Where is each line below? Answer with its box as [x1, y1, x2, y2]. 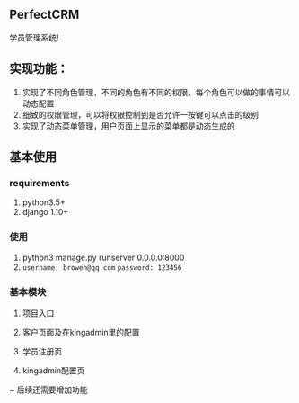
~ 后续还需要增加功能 [9, 384, 88, 395]
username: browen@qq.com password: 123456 [22, 263, 182, 273]
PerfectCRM [9, 7, 80, 22]
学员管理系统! [9, 31, 60, 43]
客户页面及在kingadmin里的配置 [22, 327, 141, 337]
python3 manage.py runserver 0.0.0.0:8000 [22, 252, 185, 263]
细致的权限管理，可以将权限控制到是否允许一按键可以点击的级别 [22, 109, 259, 120]
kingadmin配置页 [22, 364, 85, 376]
